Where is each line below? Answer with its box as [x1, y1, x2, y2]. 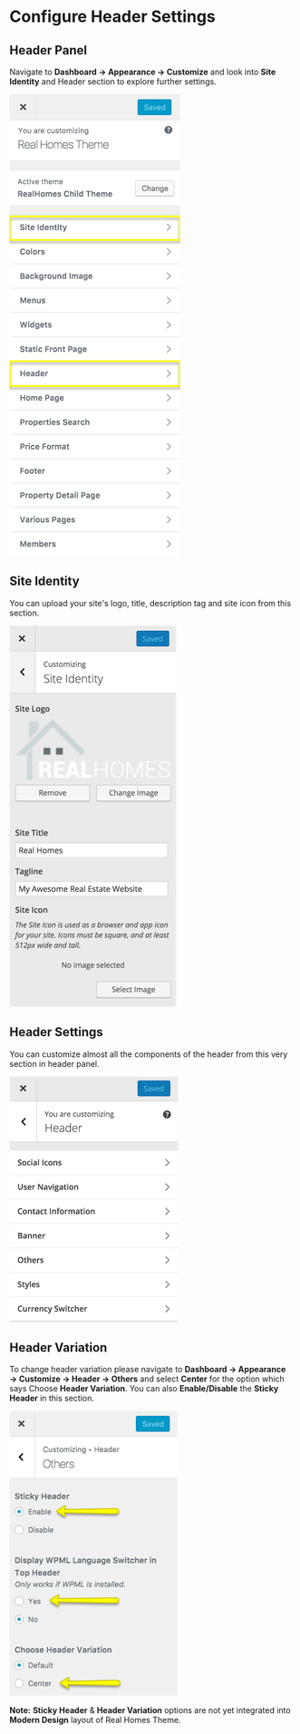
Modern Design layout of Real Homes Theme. [9, 1715, 181, 1726]
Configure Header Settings [9, 6, 216, 27]
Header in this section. [9, 1393, 95, 1404]
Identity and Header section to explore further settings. [9, 76, 218, 87]
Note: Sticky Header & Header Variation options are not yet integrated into [9, 1705, 292, 1716]
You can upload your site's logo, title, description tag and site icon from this [9, 597, 292, 608]
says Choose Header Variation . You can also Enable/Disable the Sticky [9, 1383, 279, 1394]
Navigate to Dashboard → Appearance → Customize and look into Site [9, 66, 276, 77]
